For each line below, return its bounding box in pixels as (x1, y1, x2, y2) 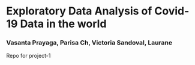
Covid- (154, 4, 190, 18)
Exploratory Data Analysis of (6, 4, 152, 18)
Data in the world (20, 17, 107, 31)
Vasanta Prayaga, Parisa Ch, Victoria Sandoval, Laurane (6, 39, 173, 47)
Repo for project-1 (6, 52, 51, 60)
